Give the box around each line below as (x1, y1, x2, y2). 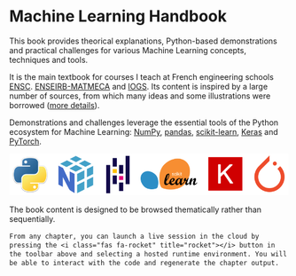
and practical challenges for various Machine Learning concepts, (9, 44, 246, 55)
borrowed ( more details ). (9, 99, 100, 110)
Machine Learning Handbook (9, 6, 228, 27)
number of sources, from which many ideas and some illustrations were (9, 91, 271, 101)
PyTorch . (9, 136, 43, 146)
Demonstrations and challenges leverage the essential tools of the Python (9, 117, 279, 128)
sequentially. (9, 214, 56, 224)
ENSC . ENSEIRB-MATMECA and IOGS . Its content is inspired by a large (9, 81, 269, 91)
